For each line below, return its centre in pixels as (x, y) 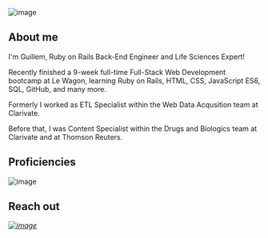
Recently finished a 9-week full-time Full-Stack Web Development (117, 72)
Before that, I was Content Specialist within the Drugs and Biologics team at (133, 129)
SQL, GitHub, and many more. (57, 89)
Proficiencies (42, 163)
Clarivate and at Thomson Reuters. (66, 137)
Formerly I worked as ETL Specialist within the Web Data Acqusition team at (133, 105)
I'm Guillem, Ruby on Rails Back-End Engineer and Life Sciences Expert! (127, 57)
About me (33, 37)
